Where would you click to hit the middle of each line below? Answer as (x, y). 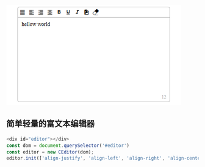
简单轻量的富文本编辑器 (50, 124)
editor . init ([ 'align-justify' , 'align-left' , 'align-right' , (86, 158)
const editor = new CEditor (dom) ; (50, 152)
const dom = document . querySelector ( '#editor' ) (68, 146)
